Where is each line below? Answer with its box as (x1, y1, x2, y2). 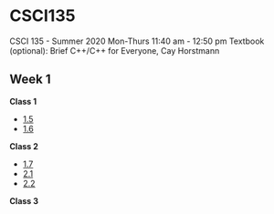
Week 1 (9, 72, 51, 87)
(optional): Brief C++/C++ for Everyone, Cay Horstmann (9, 45, 220, 56)
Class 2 (9, 140, 39, 151)
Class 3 (9, 195, 39, 206)
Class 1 (9, 96, 37, 107)
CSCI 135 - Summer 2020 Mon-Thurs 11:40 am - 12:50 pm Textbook (9, 36, 265, 46)
